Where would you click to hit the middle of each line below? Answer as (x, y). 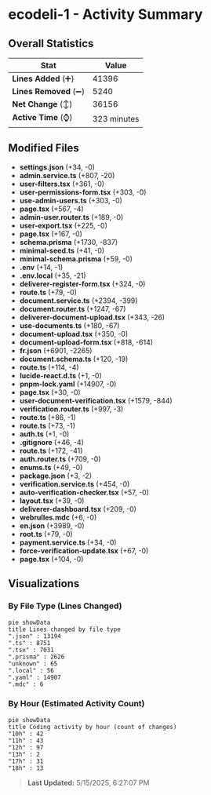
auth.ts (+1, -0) (44, 434)
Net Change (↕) (42, 104)
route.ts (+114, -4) (49, 367)
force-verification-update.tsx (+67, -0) (84, 550)
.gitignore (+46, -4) (52, 442)
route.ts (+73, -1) (47, 425)
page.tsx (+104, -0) (51, 559)
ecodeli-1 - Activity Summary (105, 15)
